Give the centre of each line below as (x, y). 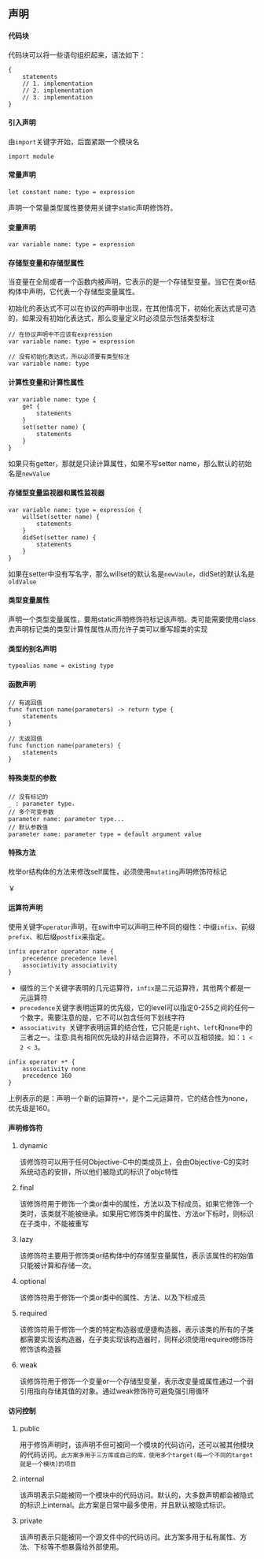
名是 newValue (29, 473)
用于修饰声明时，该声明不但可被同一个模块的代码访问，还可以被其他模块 (136, 1445)
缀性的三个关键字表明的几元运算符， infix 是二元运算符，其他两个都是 (132, 988)
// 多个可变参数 (31, 812)
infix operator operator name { (61, 952)
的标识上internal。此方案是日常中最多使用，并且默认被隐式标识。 (125, 1505)
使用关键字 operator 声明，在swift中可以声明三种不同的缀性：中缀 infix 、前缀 (132, 927)
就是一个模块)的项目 (48, 1464)
